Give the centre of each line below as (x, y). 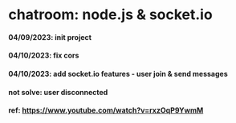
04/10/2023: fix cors (44, 56)
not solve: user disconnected (58, 92)
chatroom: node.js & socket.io (110, 15)
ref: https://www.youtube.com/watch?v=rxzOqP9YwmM (106, 110)
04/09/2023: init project (50, 37)
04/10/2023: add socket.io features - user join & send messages (118, 73)
